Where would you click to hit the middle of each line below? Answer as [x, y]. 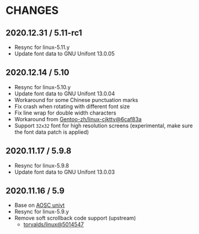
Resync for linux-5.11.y [42, 47]
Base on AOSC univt [39, 205]
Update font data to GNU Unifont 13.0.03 [65, 172]
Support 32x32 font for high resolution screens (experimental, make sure [103, 125]
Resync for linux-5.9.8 [42, 165]
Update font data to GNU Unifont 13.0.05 [64, 54]
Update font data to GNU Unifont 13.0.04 [65, 93]
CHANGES [32, 11]
